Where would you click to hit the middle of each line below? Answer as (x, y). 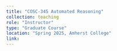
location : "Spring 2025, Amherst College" (59, 33)
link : (13, 39)
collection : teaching (33, 17)
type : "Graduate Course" (36, 28)
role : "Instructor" (30, 22)
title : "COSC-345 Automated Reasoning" (55, 11)
